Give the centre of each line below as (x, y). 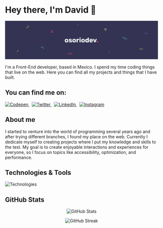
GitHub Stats (25, 199)
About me (20, 120)
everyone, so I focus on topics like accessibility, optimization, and (71, 152)
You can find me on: (36, 93)
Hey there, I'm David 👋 (51, 10)
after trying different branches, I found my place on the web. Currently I (76, 136)
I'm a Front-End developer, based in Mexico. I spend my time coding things (80, 67)
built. (10, 77)
